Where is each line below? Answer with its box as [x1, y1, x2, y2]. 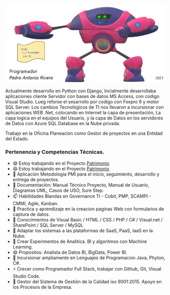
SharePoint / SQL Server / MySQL [12, 222, 83, 228]
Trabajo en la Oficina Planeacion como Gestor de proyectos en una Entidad [5, 130, 163, 136]
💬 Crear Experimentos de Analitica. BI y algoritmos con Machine [12, 238, 147, 244]
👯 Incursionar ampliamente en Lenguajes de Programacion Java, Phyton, [12, 254, 165, 261]
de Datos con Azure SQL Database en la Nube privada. [5, 120, 121, 127]
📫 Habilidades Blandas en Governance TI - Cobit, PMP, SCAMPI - [12, 193, 151, 199]
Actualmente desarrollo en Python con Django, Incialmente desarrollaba [5, 88, 156, 94]
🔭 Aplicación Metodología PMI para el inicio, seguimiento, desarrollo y [12, 171, 159, 177]
